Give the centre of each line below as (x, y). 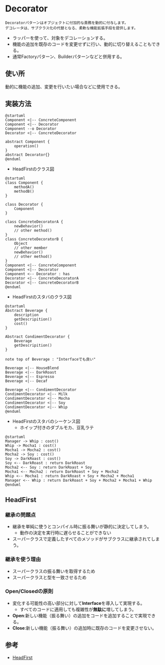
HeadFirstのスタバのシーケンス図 (46, 421)
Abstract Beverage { (27, 310)
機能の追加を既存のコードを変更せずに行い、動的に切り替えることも (82, 44)
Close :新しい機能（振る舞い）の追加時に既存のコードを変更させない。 (84, 628)
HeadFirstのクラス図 (33, 169)
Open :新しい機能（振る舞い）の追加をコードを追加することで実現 (80, 615)
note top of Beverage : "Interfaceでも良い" (50, 359)
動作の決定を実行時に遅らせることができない (66, 533)
